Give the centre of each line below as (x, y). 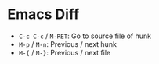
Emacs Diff (43, 14)
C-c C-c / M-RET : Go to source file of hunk (85, 36)
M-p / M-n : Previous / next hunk (67, 44)
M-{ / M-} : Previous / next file (65, 52)
